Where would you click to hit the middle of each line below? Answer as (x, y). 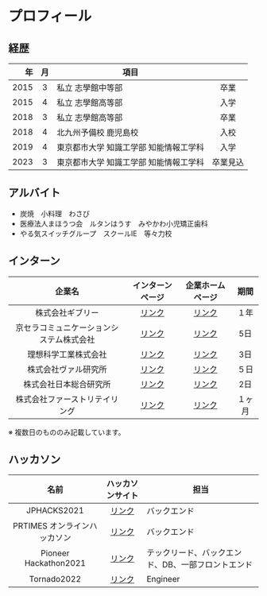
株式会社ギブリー (67, 312)
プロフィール (50, 16)
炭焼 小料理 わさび (54, 213)
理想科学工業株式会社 (67, 354)
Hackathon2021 (55, 563)
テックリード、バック (186, 553)
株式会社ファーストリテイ (63, 399)
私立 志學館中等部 (90, 88)
